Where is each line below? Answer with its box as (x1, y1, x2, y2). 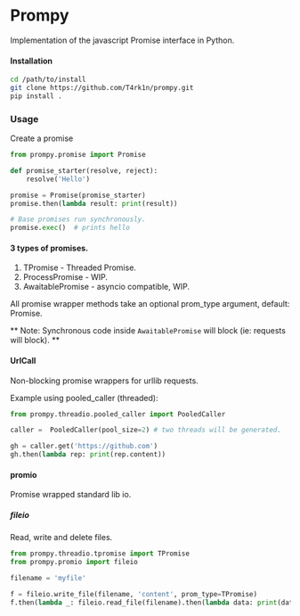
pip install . (10, 91, 63, 101)
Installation (10, 55, 53, 66)
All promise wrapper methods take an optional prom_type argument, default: (10, 299, 290, 309)
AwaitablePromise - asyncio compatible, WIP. (22, 282, 191, 292)
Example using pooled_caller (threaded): (10, 392, 158, 403)
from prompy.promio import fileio (10, 558, 139, 567)
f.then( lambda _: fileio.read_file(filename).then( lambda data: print (10, 598, 278, 607)
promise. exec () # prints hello (10, 224, 130, 233)
